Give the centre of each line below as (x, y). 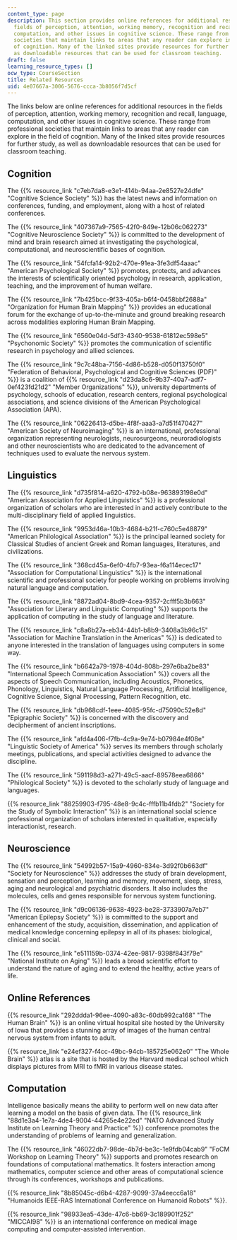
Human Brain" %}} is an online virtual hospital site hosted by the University (116, 1022)
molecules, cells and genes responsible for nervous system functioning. (112, 896)
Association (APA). (35, 410)
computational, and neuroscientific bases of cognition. (86, 250)
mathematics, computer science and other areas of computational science (115, 1172)
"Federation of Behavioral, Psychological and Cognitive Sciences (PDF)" (112, 372)
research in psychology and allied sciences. (71, 351)
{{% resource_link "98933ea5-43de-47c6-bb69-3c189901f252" (101, 1215)
